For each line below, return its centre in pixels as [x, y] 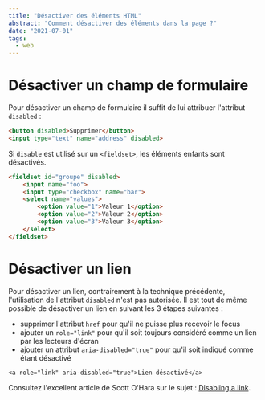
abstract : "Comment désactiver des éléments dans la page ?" [113, 23]
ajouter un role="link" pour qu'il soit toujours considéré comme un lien [138, 332]
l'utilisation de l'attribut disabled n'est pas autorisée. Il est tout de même [128, 300]
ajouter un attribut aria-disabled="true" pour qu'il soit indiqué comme [137, 349]
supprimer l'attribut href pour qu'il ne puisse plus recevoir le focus [130, 324]
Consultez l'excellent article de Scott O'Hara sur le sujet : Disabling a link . [130, 387]
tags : [17, 38]
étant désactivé [45, 357]
